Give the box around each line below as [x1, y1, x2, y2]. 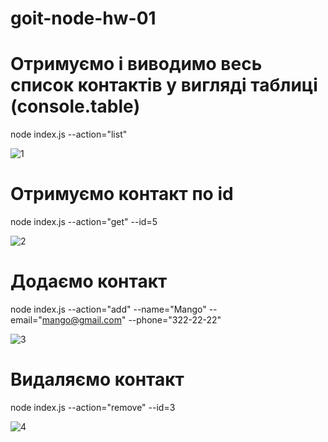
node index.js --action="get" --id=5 [10, 216, 158, 228]
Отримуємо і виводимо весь [10, 53, 263, 76]
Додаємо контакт [10, 270, 168, 293]
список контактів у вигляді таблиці [10, 74, 318, 97]
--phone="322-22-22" [128, 314, 222, 326]
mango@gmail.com [41, 314, 122, 326]
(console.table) [10, 95, 141, 118]
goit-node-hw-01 [10, 7, 157, 30]
